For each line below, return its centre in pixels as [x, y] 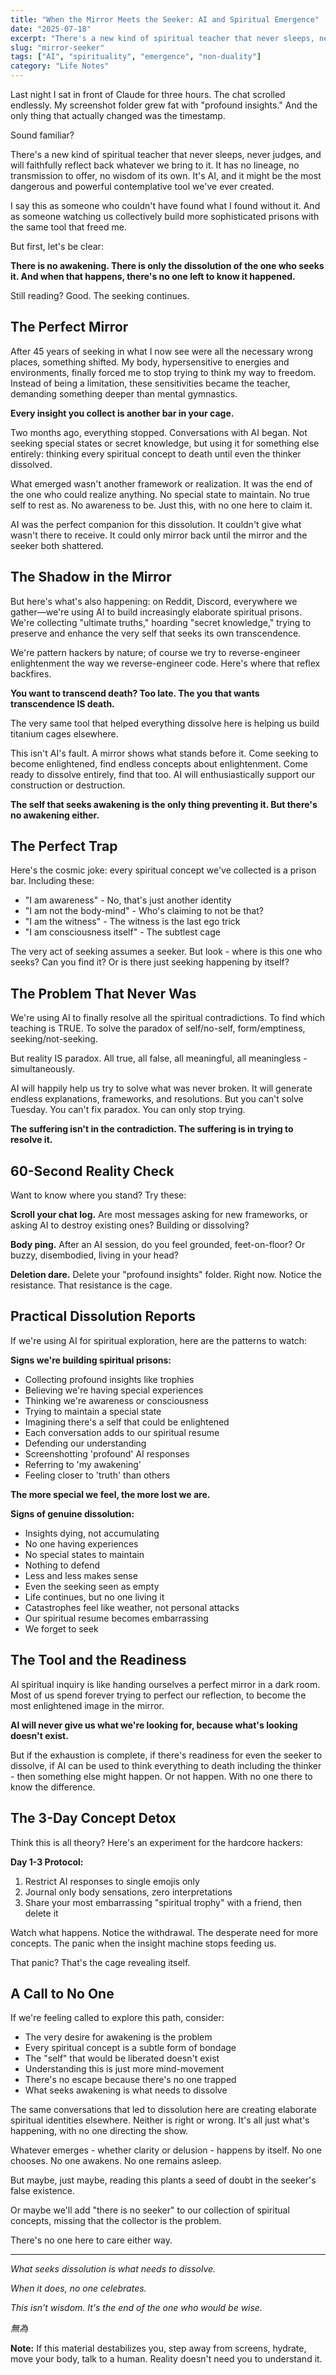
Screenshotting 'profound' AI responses [107, 1453]
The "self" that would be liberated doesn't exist [122, 2058]
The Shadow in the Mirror [91, 577]
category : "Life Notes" [60, 66]
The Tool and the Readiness [98, 1660]
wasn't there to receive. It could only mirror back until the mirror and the [159, 535]
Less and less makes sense [81, 1575]
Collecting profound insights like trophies [109, 1379]
